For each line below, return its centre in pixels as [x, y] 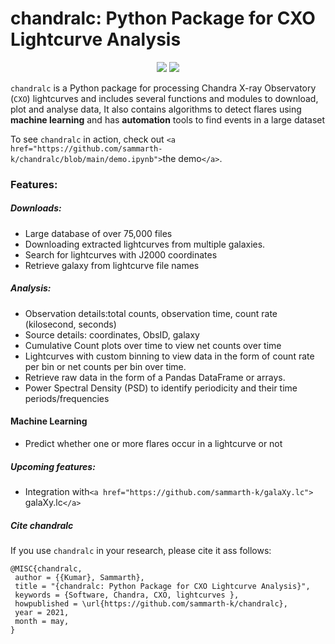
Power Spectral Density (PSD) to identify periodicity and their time [161, 388]
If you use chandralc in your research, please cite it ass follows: [141, 550]
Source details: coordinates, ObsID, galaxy [112, 334]
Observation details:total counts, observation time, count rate [151, 313]
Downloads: [36, 208]
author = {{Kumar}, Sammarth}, [79, 577]
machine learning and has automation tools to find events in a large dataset [168, 119]
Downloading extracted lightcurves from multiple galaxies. [145, 244]
